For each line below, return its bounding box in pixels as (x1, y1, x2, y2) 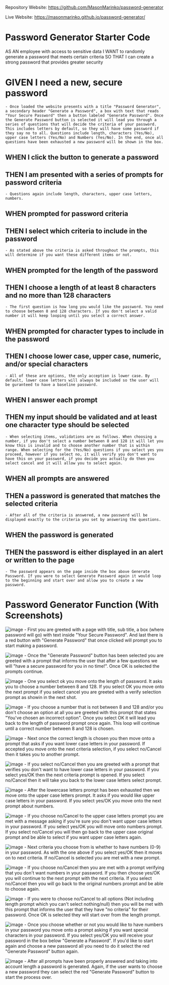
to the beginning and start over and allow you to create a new (5, 578, 143, 583)
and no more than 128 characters (5, 291, 111, 300)
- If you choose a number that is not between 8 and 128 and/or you (24, 704, 163, 710)
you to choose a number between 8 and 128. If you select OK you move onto (5, 683, 164, 690)
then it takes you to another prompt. (5, 751, 80, 758)
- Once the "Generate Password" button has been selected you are (24, 653, 164, 659)
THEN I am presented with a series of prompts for (5, 170, 163, 179)
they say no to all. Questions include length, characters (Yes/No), (5, 131, 155, 136)
